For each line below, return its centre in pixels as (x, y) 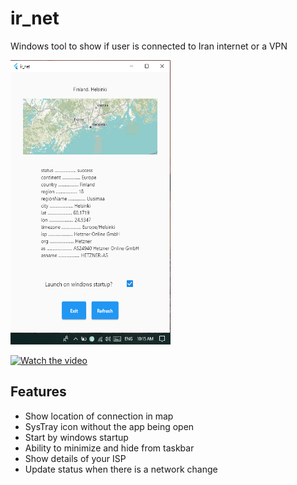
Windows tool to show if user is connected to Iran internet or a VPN (149, 46)
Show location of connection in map (99, 416)
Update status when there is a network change (121, 469)
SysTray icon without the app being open (109, 426)
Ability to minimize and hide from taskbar (109, 448)
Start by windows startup (76, 437)
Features (38, 392)
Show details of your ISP (75, 458)
